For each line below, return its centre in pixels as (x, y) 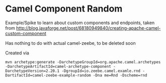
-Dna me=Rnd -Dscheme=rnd (120, 75)
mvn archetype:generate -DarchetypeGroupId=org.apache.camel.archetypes (83, 62)
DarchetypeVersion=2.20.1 (32, 71)
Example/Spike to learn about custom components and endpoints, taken (80, 23)
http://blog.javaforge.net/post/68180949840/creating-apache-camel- (88, 28)
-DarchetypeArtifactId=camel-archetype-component (58, 66)
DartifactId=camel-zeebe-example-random (48, 75)
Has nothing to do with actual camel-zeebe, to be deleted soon (70, 43)
